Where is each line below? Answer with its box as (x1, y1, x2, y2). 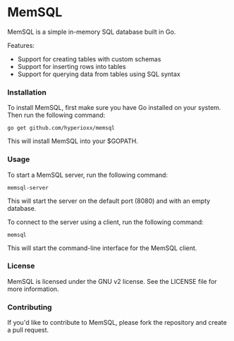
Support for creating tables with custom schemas (17, 54, 161, 63)
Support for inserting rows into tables (17, 62, 126, 70)
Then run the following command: (7, 111, 106, 120)
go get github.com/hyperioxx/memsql (7, 125, 115, 132)
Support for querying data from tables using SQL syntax (17, 70, 181, 78)
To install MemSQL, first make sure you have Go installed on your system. (7, 104, 221, 112)
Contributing (7, 302, 52, 312)
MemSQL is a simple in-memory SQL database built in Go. (7, 27, 176, 36)
